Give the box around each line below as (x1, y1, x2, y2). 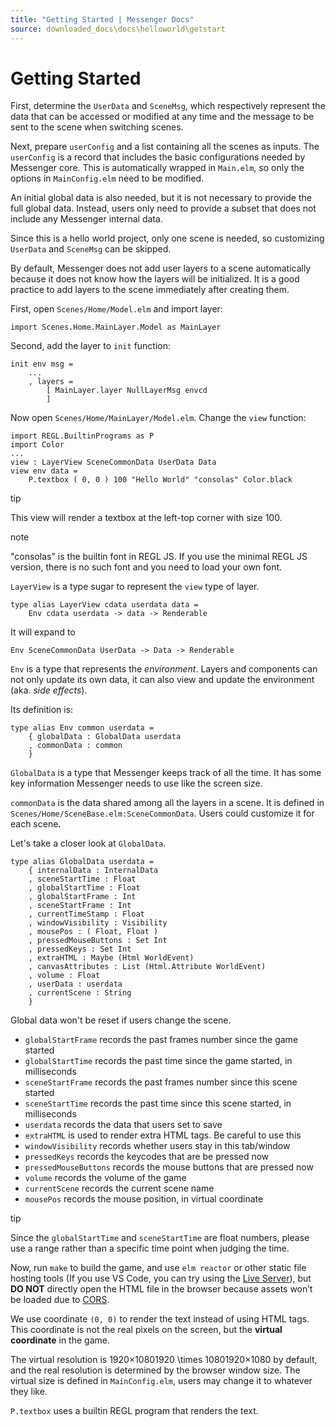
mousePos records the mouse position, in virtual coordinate (24, 1193, 264, 1205)
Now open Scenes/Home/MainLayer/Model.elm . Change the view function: (10, 412, 307, 424)
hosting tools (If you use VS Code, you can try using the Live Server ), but (10, 1272, 312, 1285)
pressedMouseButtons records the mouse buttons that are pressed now (24, 1161, 314, 1173)
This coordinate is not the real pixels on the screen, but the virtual (10, 1324, 283, 1336)
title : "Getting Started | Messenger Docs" (10, 14, 195, 25)
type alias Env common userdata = (10, 723, 155, 733)
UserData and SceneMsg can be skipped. (10, 243, 172, 255)
